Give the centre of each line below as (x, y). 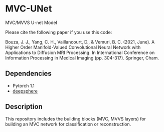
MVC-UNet (29, 9)
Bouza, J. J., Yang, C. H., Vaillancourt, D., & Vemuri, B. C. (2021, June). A (80, 42)
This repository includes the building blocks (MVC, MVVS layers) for (76, 118)
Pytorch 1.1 (24, 85)
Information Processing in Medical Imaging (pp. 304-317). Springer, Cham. (82, 57)
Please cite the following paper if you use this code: (59, 32)
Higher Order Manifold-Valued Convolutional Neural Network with (73, 47)
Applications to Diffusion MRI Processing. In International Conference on (80, 52)
